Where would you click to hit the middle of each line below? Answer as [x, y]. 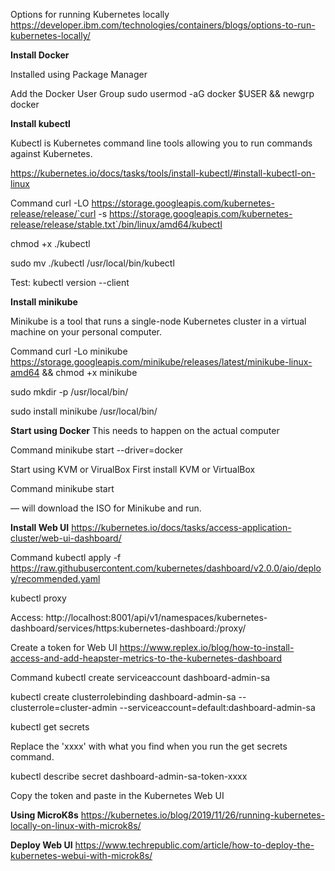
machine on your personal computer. [86, 332]
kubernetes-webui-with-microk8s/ [81, 855]
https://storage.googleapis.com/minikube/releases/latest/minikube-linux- [161, 362]
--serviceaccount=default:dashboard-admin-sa [217, 707]
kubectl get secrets [50, 727]
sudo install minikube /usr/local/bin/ [84, 411]
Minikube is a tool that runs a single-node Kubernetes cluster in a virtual [158, 321]
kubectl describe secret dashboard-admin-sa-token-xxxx [129, 776]
